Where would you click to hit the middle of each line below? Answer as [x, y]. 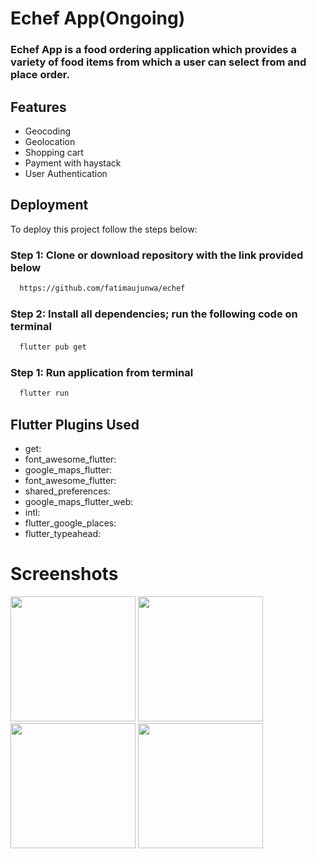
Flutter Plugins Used [75, 424]
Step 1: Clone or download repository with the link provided [157, 255]
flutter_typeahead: [62, 534]
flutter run [44, 393]
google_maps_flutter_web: [79, 502]
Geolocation [50, 141]
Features [38, 107]
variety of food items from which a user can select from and [158, 62]
